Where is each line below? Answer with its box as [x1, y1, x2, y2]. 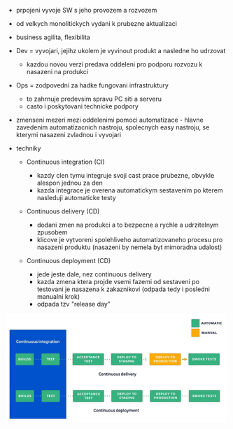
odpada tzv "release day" [36, 300, 111, 308]
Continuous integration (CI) [26, 157, 105, 166]
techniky [15, 144, 41, 153]
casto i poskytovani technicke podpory [26, 102, 139, 111]
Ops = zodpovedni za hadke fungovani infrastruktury [15, 81, 169, 90]
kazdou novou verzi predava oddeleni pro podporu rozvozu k [26, 60, 203, 69]
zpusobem [36, 228, 68, 237]
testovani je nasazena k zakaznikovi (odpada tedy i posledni [36, 285, 211, 293]
